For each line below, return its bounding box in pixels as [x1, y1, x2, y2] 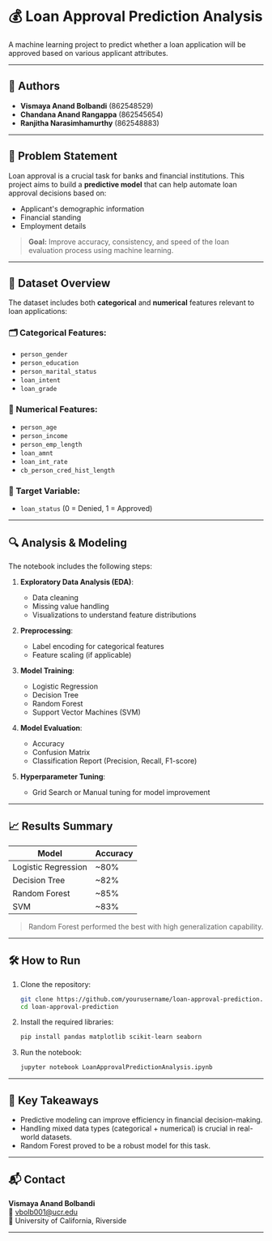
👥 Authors [8, 79, 61, 93]
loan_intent [19, 376, 61, 384]
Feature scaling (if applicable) [32, 651, 132, 660]
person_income [19, 432, 68, 440]
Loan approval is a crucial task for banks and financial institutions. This [8, 170, 245, 180]
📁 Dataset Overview [8, 276, 111, 290]
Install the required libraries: [19, 1017, 114, 1027]
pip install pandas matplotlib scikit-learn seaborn [19, 1033, 202, 1041]
